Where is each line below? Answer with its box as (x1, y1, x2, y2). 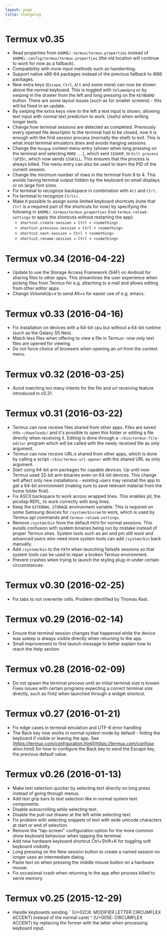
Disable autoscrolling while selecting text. (12, 806, 98, 812)
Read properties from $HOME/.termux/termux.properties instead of (12, 50, 149, 56)
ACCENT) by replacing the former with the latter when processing (12, 920, 148, 926)
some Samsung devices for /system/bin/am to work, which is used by (12, 509, 155, 515)
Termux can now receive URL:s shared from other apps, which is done (12, 451, 158, 457)
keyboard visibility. (12, 843, 51, 849)
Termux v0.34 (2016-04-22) (5, 253, 126, 264)
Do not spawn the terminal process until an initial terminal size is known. (12, 680, 161, 686)
